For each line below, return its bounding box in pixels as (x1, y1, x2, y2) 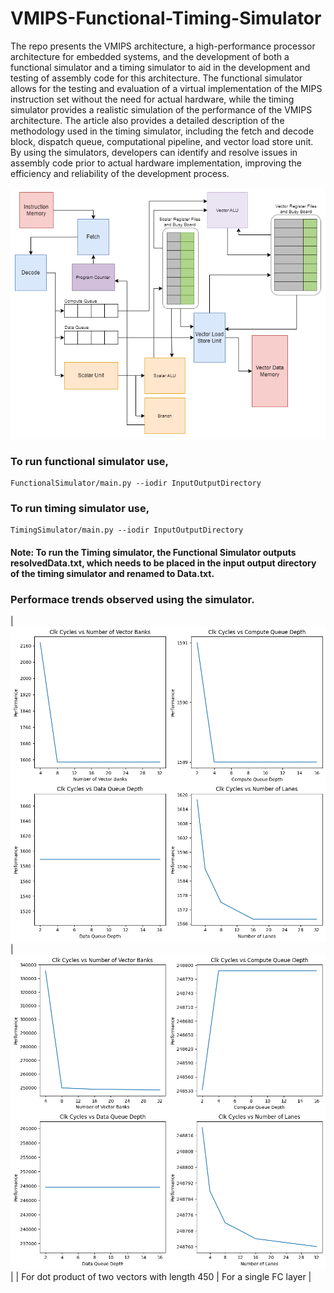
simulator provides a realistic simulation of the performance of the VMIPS (10, 103, 313, 116)
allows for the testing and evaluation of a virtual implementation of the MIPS (10, 82, 323, 94)
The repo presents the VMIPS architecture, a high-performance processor (10, 40, 316, 52)
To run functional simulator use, (10, 454, 170, 468)
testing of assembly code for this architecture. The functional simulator (10, 72, 303, 84)
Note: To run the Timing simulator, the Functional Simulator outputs (10, 546, 297, 558)
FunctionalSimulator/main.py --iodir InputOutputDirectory (10, 478, 262, 488)
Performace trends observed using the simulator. (10, 592, 255, 606)
